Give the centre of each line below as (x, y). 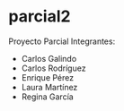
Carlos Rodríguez (53, 68)
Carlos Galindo (49, 58)
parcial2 (40, 17)
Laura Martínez (49, 87)
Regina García (47, 97)
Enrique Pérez (47, 77)
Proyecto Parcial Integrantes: (62, 41)
